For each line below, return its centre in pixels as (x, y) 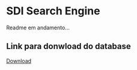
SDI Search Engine (53, 11)
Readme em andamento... (38, 28)
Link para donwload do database (68, 46)
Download (19, 60)
